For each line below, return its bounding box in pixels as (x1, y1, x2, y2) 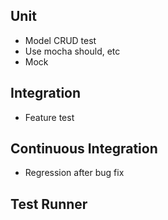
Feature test (24, 111, 75, 123)
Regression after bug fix (24, 167, 125, 179)
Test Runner (10, 195, 88, 213)
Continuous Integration (10, 140, 158, 158)
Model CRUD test (24, 34, 97, 46)
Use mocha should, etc (24, 45, 121, 57)
